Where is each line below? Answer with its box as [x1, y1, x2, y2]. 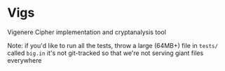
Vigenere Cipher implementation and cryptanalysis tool [7, 28, 167, 36]
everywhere [7, 56, 42, 64]
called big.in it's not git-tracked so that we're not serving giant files [7, 49, 204, 57]
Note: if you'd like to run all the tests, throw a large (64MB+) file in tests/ [7, 41, 219, 49]
